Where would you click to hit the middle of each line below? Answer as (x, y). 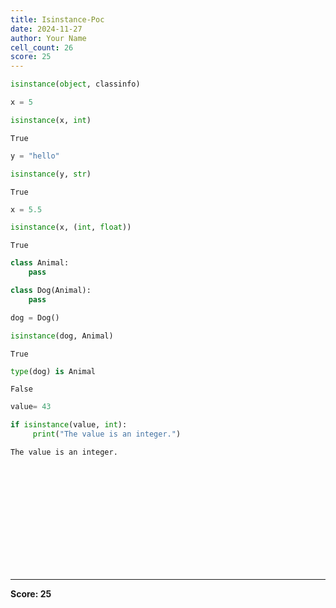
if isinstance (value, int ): (69, 425)
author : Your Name (48, 38)
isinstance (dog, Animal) (62, 336)
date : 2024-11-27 (46, 29)
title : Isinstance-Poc (57, 19)
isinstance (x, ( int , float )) (71, 227)
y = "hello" (35, 156)
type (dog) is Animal (53, 371)
